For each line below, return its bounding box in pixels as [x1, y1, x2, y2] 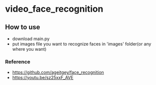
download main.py [12, 36, 50, 42]
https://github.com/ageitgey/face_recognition [12, 69, 104, 75]
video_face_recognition [5, 3, 104, 15]
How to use [5, 23, 40, 31]
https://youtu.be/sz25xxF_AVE [12, 75, 74, 81]
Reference [5, 58, 30, 65]
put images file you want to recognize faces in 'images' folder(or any [12, 41, 152, 47]
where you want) [12, 46, 47, 52]
